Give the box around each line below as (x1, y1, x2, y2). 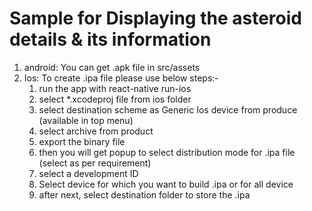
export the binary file (38, 135, 126, 147)
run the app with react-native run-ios (38, 82, 192, 94)
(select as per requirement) (38, 157, 152, 169)
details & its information (9, 28, 212, 51)
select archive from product (38, 125, 154, 137)
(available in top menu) (38, 114, 134, 126)
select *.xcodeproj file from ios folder (38, 93, 192, 105)
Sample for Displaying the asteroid (9, 7, 302, 30)
